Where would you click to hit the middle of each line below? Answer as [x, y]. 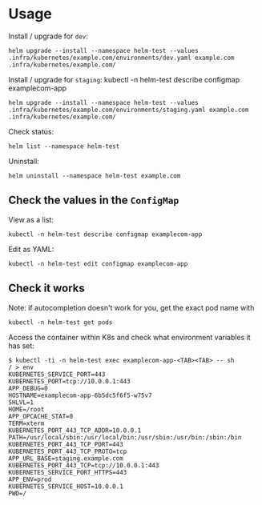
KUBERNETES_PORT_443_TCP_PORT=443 [66, 444]
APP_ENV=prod [30, 479]
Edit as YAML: [31, 249]
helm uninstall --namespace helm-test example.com [95, 176]
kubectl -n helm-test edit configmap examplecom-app [98, 264]
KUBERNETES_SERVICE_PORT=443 [57, 374]
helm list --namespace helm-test [64, 146]
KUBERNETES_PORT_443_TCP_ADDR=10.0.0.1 [75, 430]
